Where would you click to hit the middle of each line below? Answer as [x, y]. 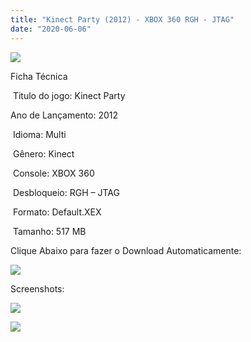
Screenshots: [37, 288]
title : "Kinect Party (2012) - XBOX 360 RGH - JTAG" [122, 19]
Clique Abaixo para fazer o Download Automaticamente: [126, 250]
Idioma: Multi [39, 134]
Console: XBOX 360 [53, 173]
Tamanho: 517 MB [49, 231]
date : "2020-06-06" [51, 29]
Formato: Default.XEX [57, 212]
